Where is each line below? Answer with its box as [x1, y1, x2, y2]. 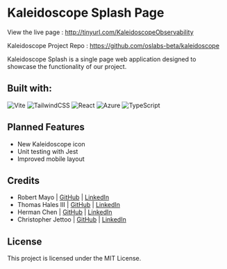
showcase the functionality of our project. [7, 62, 127, 70]
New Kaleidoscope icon [17, 139, 85, 148]
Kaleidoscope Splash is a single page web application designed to [7, 54, 196, 63]
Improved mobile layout [17, 155, 85, 163]
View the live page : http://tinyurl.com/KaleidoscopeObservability [7, 28, 194, 36]
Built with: [7, 82, 52, 95]
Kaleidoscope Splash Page [7, 5, 165, 21]
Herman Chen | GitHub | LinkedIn [17, 208, 112, 217]
